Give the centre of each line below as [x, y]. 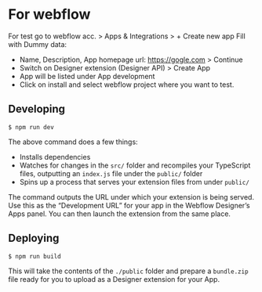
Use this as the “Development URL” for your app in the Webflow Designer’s [129, 205]
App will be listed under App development [87, 76]
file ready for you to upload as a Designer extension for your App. [114, 279]
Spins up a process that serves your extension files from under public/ [134, 182]
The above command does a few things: [73, 142]
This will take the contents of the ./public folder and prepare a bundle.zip [128, 271]
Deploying [34, 238]
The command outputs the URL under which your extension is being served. [131, 196]
